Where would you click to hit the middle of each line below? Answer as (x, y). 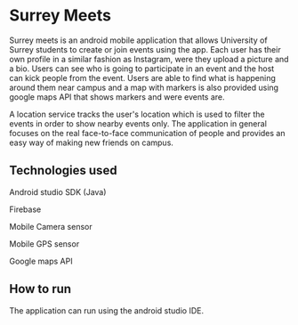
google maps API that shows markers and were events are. (117, 97)
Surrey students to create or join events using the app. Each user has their (145, 49)
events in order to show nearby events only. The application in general (138, 123)
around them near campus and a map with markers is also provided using (144, 87)
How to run (40, 289)
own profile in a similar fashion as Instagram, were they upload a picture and (149, 59)
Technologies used (63, 171)
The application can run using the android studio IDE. (107, 310)
